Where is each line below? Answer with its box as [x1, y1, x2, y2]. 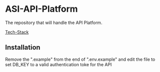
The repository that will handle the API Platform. [5, 20, 103, 25]
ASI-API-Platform [5, 3, 78, 15]
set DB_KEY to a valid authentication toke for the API [5, 61, 112, 67]
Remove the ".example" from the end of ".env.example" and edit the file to [5, 56, 156, 62]
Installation [5, 43, 40, 52]
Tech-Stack [5, 29, 29, 35]
